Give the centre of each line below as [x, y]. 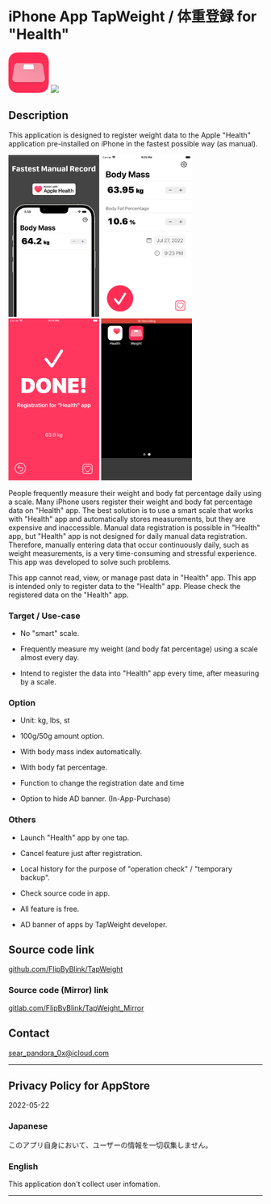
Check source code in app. [65, 893]
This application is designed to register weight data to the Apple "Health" [130, 135]
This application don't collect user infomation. [84, 1184]
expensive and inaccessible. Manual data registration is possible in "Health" [134, 528]
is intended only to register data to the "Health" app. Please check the [125, 586]
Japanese [28, 1126]
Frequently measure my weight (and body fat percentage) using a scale [139, 649]
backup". [35, 877]
